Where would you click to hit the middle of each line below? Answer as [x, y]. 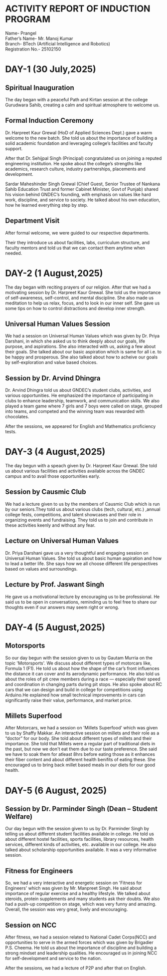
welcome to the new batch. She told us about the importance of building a [81, 138]
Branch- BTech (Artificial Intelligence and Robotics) [58, 43]
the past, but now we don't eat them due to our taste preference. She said [81, 749]
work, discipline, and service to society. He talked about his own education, [83, 200]
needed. [14, 253]
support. [14, 148]
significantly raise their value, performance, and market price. [69, 700]
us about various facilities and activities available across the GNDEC [75, 471]
